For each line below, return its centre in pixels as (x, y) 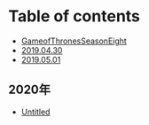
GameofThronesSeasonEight (74, 41)
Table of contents (74, 16)
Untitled (35, 112)
